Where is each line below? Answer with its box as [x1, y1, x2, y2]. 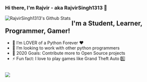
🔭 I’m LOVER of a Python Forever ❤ [12, 40, 84, 46]
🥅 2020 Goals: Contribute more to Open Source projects [12, 50, 126, 56]
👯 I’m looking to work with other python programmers [12, 45, 120, 50]
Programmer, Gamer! [5, 27, 70, 35]
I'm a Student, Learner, [71, 19, 143, 28]
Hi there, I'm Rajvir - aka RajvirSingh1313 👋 [5, 4, 107, 11]
